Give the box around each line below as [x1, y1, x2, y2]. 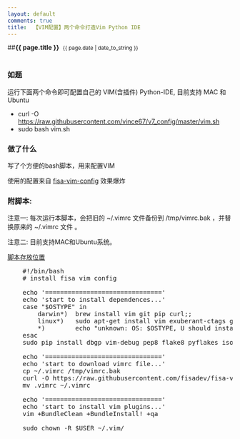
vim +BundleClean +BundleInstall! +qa [22, 410, 159, 418]
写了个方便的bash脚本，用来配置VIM [7, 161, 116, 170]
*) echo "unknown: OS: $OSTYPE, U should [37, 324, 211, 333]
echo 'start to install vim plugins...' [22, 403, 166, 411]
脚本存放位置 [7, 253, 45, 261]
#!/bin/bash [22, 267, 64, 276]
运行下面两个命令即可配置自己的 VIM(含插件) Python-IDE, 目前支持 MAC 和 [7, 87, 226, 96]
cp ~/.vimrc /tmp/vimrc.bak [22, 367, 121, 375]
